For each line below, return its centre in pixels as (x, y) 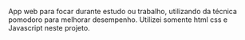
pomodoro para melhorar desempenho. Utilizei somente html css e (118, 20)
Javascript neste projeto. (49, 28)
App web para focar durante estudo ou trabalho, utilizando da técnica (123, 11)
